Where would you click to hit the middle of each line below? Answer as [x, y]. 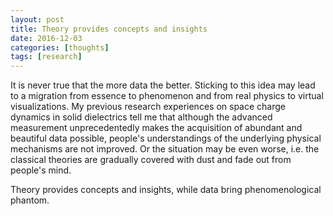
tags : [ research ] [46, 57]
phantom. [30, 200]
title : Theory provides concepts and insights [109, 29]
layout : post [37, 19]
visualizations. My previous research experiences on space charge [148, 107]
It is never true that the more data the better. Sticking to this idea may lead [163, 85]
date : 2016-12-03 [46, 38]
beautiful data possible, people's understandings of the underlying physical [166, 138]
